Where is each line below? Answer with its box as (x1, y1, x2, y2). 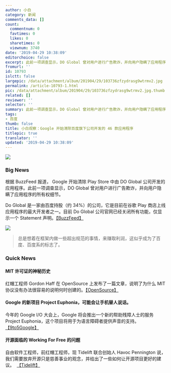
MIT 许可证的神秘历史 (5, 268, 51, 274)
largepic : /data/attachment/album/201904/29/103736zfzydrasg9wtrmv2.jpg (5, 78, 163, 84)
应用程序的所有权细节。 (14, 192, 64, 198)
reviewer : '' (5, 97, 33, 102)
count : (5, 21, 19, 27)
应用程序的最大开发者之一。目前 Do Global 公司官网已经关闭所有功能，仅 (5, 208, 158, 215)
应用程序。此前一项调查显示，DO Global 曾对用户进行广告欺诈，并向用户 (5, 185, 157, 191)
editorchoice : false (5, 55, 49, 60)
